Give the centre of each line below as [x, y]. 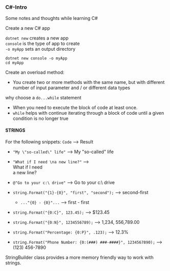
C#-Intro [16, 7]
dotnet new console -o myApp [36, 58]
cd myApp [15, 63]
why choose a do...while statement [44, 98]
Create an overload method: [35, 72]
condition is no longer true [40, 118]
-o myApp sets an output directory [40, 49]
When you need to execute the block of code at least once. [75, 108]
